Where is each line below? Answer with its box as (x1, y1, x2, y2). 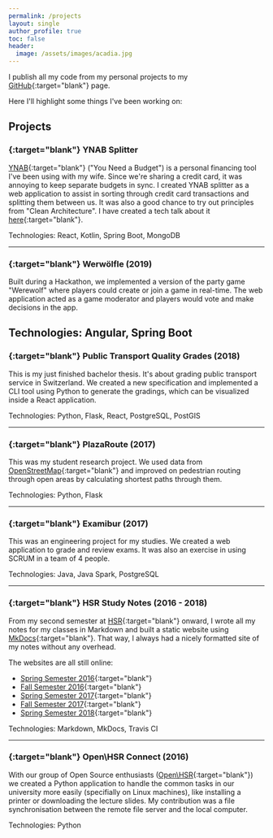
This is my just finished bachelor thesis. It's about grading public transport (8, 369, 258, 379)
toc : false (8, 34, 45, 43)
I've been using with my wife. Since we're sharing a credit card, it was (8, 172, 242, 181)
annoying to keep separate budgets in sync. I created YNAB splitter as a (8, 180, 249, 189)
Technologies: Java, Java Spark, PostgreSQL (8, 570, 160, 580)
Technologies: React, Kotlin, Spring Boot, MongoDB (8, 230, 180, 240)
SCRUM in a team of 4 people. (8, 554, 110, 563)
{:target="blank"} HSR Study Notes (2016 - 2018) (8, 597, 208, 609)
